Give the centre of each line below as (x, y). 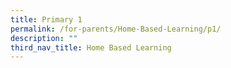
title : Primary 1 (46, 19)
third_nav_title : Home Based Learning (91, 47)
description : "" (44, 38)
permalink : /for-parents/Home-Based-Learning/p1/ (116, 29)
